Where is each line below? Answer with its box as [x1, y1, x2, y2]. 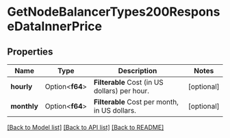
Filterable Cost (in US [93, 78, 164, 87]
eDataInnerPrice [7, 18, 103, 34]
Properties [7, 46, 53, 57]
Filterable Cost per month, [93, 97, 179, 107]
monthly [10, 102, 39, 111]
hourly [10, 82, 33, 91]
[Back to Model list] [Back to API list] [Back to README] [7, 124, 164, 131]
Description [118, 66, 157, 75]
